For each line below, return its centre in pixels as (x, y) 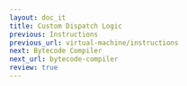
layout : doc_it (38, 17)
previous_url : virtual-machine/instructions (94, 43)
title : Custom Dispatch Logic (66, 26)
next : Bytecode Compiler (56, 51)
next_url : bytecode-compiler (64, 59)
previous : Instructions (54, 34)
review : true (34, 68)
